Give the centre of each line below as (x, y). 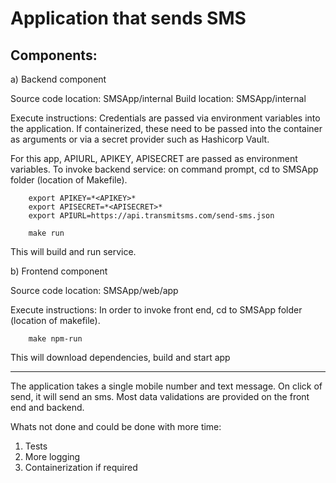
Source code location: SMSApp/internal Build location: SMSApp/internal (158, 98)
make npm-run (55, 339)
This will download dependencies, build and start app (120, 357)
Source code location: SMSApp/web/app (94, 290)
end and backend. (47, 407)
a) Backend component (58, 79)
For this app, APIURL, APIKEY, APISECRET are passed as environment (154, 158)
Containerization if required (81, 467)
